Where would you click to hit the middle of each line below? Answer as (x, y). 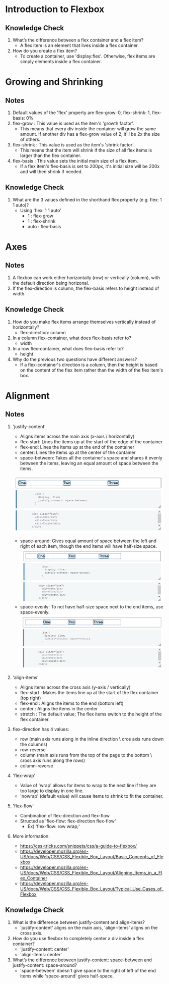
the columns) (34, 744)
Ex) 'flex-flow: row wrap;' (54, 826)
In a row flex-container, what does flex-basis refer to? (68, 348)
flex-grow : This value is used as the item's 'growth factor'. (73, 123)
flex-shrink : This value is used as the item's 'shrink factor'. (73, 145)
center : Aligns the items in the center (59, 708)
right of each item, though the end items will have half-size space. (89, 546)
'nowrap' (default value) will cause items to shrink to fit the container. (92, 796)
